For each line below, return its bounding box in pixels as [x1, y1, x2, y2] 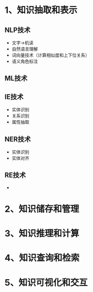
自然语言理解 [11, 46, 38, 52]
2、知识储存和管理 [4, 203, 79, 215]
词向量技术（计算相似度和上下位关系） [11, 52, 90, 58]
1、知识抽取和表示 [4, 4, 78, 16]
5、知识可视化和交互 [4, 277, 88, 288]
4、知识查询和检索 [4, 252, 80, 264]
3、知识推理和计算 [4, 228, 80, 239]
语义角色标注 [11, 58, 38, 64]
